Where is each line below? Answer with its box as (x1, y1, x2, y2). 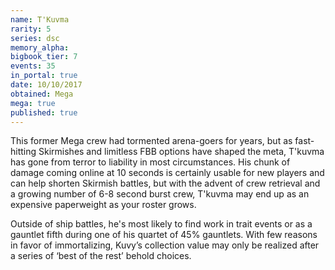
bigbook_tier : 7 (10, 52, 78, 62)
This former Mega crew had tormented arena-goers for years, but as (10, 135, 293, 147)
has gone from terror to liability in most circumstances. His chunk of (10, 156, 291, 168)
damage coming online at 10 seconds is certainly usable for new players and (10, 167, 325, 179)
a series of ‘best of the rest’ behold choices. (10, 250, 192, 262)
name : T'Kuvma (10, 14, 70, 25)
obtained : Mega (10, 89, 74, 99)
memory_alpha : (10, 42, 70, 53)
